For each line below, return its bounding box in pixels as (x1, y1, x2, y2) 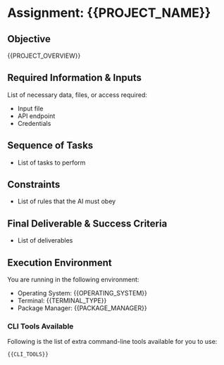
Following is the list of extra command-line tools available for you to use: (7, 338, 218, 346)
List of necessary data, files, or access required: (7, 90, 148, 99)
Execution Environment (7, 257, 112, 269)
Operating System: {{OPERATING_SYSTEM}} (17, 289, 148, 297)
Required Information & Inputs (7, 72, 142, 84)
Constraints (7, 179, 61, 191)
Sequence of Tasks (7, 139, 94, 152)
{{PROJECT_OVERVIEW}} (7, 51, 81, 60)
